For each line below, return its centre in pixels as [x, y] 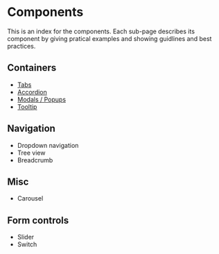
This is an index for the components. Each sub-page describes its [101, 31]
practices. [21, 46]
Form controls [38, 220]
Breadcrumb [35, 160]
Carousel [30, 198]
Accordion [32, 92]
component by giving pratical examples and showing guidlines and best [109, 38]
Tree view [31, 153]
